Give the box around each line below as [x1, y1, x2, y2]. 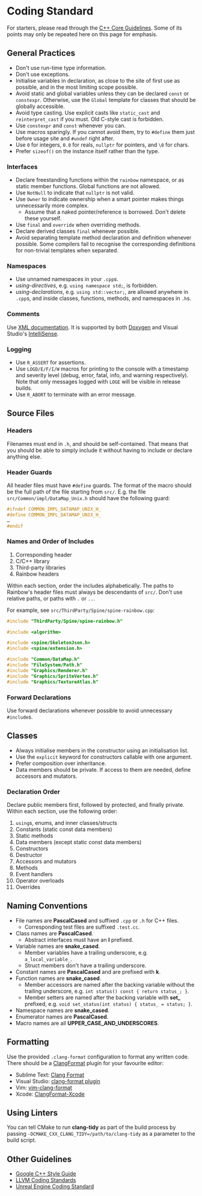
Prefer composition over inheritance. [15, 759, 107, 767]
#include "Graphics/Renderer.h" [7, 667, 88, 673]
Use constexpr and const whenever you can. [15, 122, 126, 129]
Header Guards [7, 468, 52, 476]
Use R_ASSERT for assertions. [15, 358, 86, 366]
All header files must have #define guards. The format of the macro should [7, 482, 192, 489]
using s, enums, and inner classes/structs [15, 819, 118, 826]
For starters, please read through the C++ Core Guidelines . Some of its [7, 24, 182, 31]
